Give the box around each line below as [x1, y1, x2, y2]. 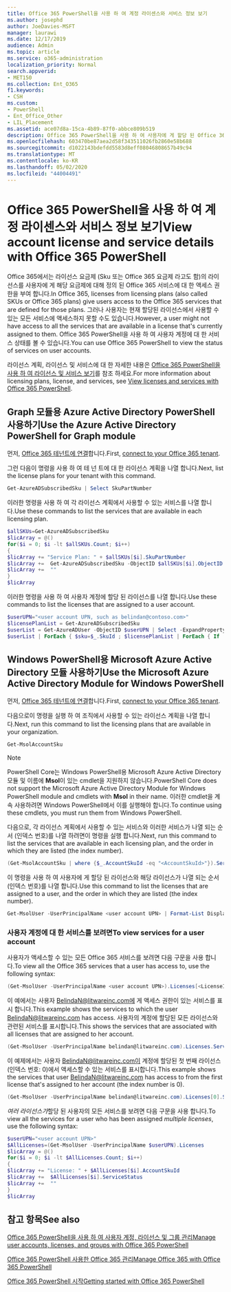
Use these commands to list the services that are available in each [14, 507, 202, 515]
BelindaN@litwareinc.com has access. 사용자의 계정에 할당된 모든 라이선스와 [7, 1014, 219, 1022]
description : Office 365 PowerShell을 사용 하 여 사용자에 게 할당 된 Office [7, 132, 217, 138]
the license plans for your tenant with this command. [7, 472, 156, 480]
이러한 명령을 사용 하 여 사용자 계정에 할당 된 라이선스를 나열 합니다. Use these [7, 593, 217, 601]
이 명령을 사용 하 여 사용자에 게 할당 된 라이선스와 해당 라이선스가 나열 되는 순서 [7, 873, 220, 882]
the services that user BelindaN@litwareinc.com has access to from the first [7, 1072, 223, 1081]
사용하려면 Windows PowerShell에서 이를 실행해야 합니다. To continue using [14, 801, 222, 809]
